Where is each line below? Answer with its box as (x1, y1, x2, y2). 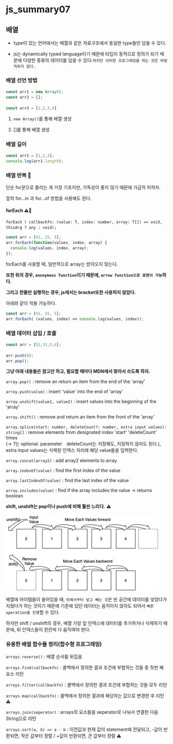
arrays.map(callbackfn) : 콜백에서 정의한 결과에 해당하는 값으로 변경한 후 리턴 (6, 692, 165, 699)
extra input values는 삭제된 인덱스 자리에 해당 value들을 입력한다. (6, 447, 139, 453)
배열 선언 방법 (6, 77, 38, 84)
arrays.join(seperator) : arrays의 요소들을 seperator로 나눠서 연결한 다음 (6, 709, 159, 715)
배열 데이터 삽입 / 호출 (6, 330, 57, 337)
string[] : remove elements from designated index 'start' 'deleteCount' (6, 429, 157, 435)
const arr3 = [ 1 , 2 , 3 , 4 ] (6, 105, 57, 111)
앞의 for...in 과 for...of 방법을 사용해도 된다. (6, 195, 92, 201)
